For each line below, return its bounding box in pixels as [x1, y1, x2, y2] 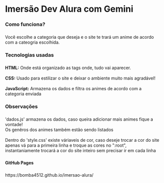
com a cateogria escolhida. [5, 39, 60, 45]
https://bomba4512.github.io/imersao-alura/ [5, 172, 94, 178]
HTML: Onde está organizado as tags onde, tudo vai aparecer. [5, 65, 131, 71]
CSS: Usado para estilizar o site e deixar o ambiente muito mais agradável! [5, 75, 156, 81]
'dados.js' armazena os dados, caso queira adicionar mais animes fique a [5, 116, 153, 122]
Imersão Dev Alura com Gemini [5, 3, 134, 15]
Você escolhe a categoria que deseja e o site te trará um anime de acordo [5, 34, 154, 40]
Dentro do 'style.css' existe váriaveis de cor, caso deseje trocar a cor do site [5, 137, 160, 143]
